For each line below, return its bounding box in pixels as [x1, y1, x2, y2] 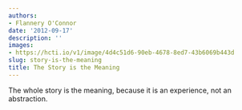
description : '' [8, 33, 63, 42]
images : [8, 41, 34, 49]
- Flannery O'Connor [8, 19, 78, 27]
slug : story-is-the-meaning [8, 57, 103, 65]
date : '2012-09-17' [8, 26, 74, 34]
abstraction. [8, 93, 48, 104]
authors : [8, 11, 38, 20]
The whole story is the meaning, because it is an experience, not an [8, 85, 232, 95]
